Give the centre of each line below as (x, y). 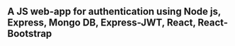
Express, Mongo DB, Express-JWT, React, (102, 23)
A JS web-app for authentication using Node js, (114, 12)
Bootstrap (30, 34)
